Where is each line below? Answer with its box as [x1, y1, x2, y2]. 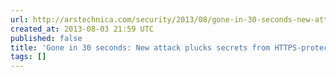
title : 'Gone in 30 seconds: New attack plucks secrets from [10, 42, 271, 53]
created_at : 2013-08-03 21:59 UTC [10, 24, 155, 34]
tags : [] [10, 52, 47, 62]
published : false [10, 33, 83, 43]
